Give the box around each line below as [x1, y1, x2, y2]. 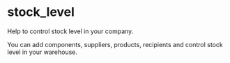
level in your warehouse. [7, 48, 78, 56]
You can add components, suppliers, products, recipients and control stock [7, 40, 223, 48]
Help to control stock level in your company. [7, 27, 134, 35]
